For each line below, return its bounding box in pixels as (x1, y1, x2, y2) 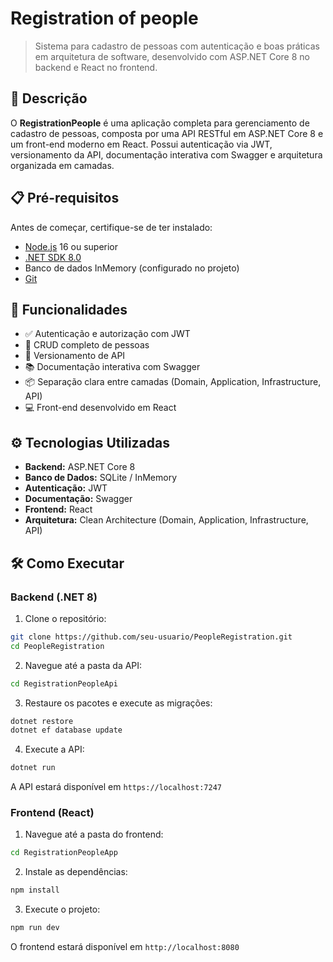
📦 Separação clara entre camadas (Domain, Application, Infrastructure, (24, 376, 322, 388)
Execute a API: (24, 743, 85, 756)
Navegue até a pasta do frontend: (24, 828, 164, 841)
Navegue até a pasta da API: (24, 659, 143, 671)
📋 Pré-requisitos (10, 190, 120, 207)
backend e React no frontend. (34, 61, 158, 73)
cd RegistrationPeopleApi (10, 678, 118, 689)
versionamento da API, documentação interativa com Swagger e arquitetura (10, 148, 323, 161)
